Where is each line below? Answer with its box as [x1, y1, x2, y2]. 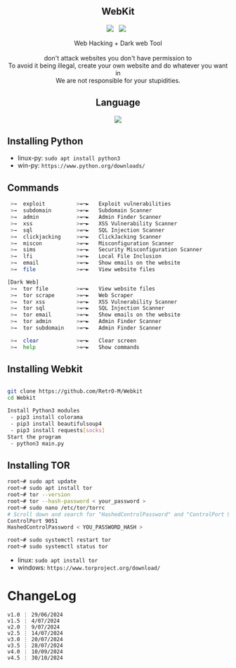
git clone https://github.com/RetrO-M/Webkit [7, 388, 143, 395]
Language [96, 96, 140, 108]
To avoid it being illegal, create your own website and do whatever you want [8, 61, 228, 70]
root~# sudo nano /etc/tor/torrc [7, 504, 105, 511]
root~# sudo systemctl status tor [7, 543, 109, 550]
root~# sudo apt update [7, 478, 77, 485]
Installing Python [7, 135, 84, 147]
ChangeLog [7, 588, 77, 604]
